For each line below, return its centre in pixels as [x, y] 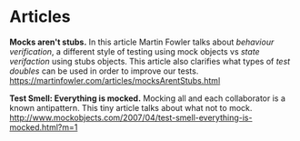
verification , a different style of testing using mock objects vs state [135, 51]
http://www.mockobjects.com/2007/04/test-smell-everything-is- [131, 117]
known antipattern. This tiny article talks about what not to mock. [131, 107]
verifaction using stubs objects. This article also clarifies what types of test [150, 61]
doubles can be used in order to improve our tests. [104, 71]
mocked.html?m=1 [44, 127]
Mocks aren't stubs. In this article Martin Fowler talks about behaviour [142, 42]
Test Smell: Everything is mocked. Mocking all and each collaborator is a [148, 98]
